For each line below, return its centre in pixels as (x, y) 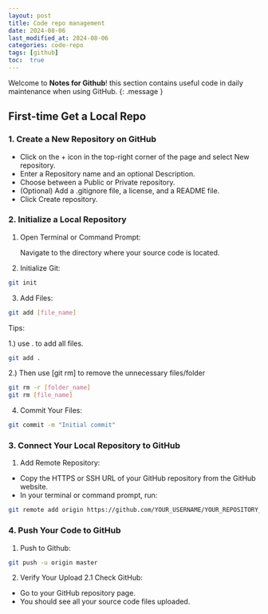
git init (23, 283)
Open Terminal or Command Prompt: (80, 237)
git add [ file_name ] (43, 312)
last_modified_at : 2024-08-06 (59, 38)
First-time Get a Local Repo (77, 117)
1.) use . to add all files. (46, 343)
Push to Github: (45, 548)
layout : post (30, 16)
